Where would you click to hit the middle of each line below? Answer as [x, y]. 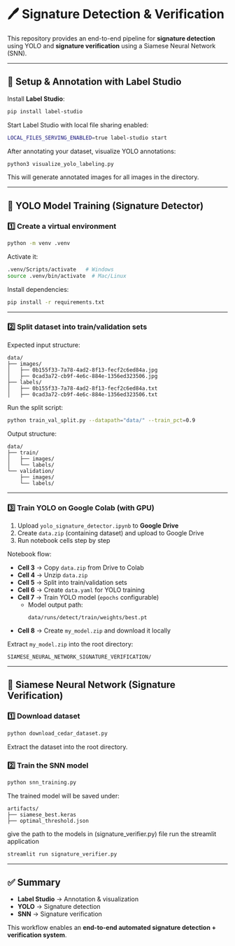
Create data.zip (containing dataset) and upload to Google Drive [111, 533]
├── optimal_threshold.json [48, 821]
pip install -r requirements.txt [56, 302]
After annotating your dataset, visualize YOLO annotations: [92, 151]
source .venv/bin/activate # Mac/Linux [67, 276]
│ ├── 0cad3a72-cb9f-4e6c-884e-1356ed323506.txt [83, 394]
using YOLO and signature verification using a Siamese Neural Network [112, 45]
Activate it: [23, 256]
